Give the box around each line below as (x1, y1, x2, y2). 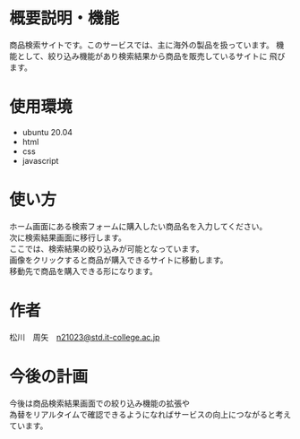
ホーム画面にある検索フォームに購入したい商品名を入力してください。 (9, 220, 268, 231)
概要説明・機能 (9, 8, 120, 29)
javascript (21, 155, 59, 166)
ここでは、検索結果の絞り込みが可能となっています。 (9, 243, 204, 254)
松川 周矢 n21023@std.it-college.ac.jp (9, 331, 160, 342)
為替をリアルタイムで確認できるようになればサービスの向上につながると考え (9, 409, 292, 419)
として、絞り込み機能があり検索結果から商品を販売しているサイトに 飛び (16, 50, 286, 61)
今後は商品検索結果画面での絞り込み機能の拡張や (9, 398, 190, 409)
